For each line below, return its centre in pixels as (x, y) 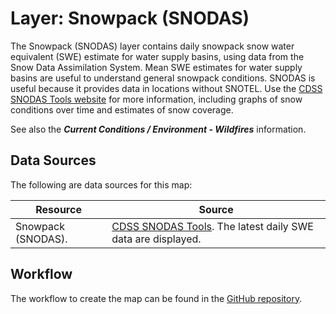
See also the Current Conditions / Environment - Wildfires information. (158, 129)
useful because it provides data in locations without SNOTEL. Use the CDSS (166, 88)
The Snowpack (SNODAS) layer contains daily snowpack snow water (152, 46)
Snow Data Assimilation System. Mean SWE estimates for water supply (156, 67)
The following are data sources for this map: (101, 184)
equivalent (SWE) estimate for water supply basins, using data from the (157, 56)
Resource (58, 209)
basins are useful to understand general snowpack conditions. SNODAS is (163, 78)
